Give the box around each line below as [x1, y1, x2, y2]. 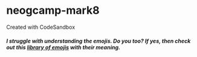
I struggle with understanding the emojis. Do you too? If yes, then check [6, 37, 191, 44]
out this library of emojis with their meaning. [6, 43, 121, 51]
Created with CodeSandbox [6, 23, 76, 31]
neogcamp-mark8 [6, 4, 100, 17]
